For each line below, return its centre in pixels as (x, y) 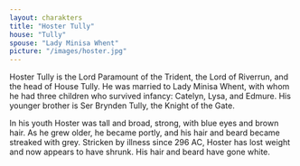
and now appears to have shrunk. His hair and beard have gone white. (140, 152)
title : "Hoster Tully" (52, 26)
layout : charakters (46, 18)
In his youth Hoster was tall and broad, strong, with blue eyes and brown (144, 124)
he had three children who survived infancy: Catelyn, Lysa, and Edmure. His (150, 97)
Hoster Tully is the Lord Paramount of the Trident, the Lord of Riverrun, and (149, 77)
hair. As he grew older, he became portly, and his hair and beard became (145, 133)
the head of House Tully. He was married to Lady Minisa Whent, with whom (150, 87)
